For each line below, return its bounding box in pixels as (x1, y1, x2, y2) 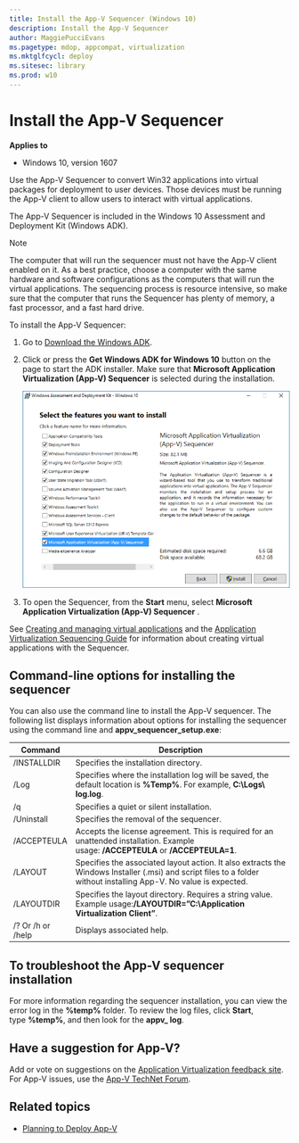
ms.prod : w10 (9, 71, 58, 80)
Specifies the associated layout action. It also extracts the (75, 857, 287, 868)
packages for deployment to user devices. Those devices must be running (9, 184, 282, 195)
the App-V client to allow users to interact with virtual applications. (9, 193, 254, 204)
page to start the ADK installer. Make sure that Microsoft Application (21, 363, 276, 374)
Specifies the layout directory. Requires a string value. (75, 889, 273, 899)
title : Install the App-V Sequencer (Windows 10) (9, 14, 198, 23)
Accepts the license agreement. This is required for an (75, 826, 274, 837)
